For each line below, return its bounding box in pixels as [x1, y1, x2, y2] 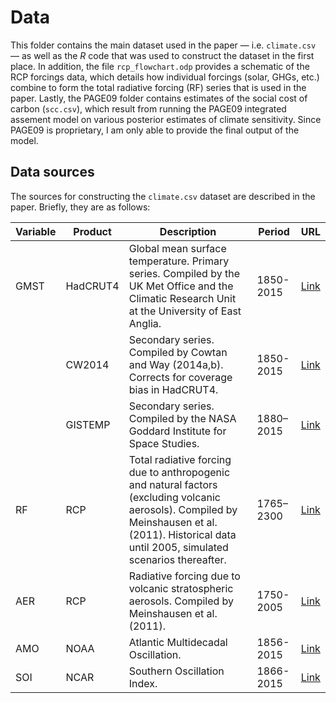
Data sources [10, 164, 95, 181]
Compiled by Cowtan [128, 345, 228, 359]
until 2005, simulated [128, 540, 229, 554]
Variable [15, 224, 57, 238]
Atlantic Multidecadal [128, 635, 228, 649]
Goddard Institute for [128, 424, 227, 438]
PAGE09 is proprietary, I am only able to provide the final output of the [10, 124, 300, 136]
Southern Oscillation [128, 664, 225, 678]
